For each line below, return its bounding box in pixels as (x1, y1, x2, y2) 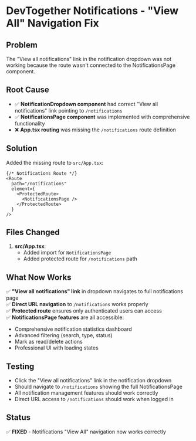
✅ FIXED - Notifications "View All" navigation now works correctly (6, 428, 166, 435)
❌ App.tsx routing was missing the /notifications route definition (14, 126, 176, 133)
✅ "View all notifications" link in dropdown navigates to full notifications (6, 288, 184, 295)
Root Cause (6, 85, 50, 95)
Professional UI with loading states (14, 344, 99, 351)
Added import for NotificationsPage (23, 249, 111, 256)
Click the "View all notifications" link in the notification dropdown (14, 377, 172, 384)
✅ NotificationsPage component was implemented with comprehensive (14, 113, 190, 120)
